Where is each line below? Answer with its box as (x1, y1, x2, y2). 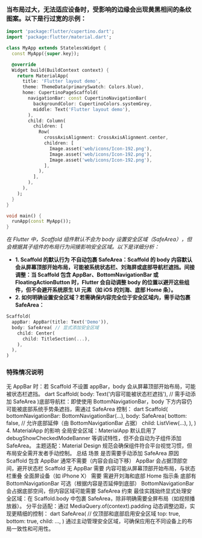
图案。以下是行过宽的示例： (6, 14, 87, 22)
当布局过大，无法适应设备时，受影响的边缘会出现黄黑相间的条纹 (6, 5, 192, 13)
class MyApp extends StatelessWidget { (6, 45, 107, 51)
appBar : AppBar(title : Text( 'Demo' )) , (11, 319, 110, 325)
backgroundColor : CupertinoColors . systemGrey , (33, 101, 153, 107)
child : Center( (17, 330, 55, 336)
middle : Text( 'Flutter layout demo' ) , (33, 106, 131, 112)
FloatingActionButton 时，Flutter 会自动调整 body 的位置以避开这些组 (14, 279, 190, 286)
